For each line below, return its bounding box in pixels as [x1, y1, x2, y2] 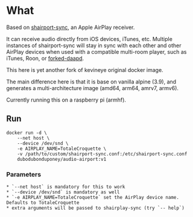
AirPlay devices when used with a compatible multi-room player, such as [6, 48, 187, 55]
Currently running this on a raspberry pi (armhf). [6, 96, 127, 103]
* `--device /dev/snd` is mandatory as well [6, 189, 120, 195]
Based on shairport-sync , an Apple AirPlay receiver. [6, 24, 135, 31]
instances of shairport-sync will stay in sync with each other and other [6, 42, 182, 49]
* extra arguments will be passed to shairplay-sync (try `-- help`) [6, 205, 185, 212]
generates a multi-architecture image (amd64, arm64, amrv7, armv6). [6, 84, 179, 91]
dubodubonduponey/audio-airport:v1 [17, 156, 107, 162]
